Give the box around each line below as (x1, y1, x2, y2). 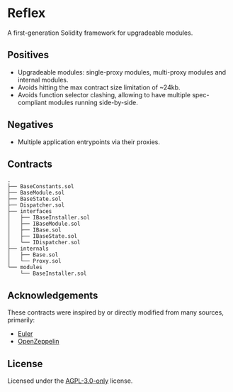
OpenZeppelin (17, 337, 59, 346)
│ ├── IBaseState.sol (7, 233, 78, 240)
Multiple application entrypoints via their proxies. (17, 137, 161, 146)
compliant (17, 98, 47, 107)
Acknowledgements (7, 289, 98, 301)
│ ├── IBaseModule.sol (7, 220, 81, 228)
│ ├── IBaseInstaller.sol (7, 214, 91, 222)
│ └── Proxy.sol (7, 258, 62, 265)
